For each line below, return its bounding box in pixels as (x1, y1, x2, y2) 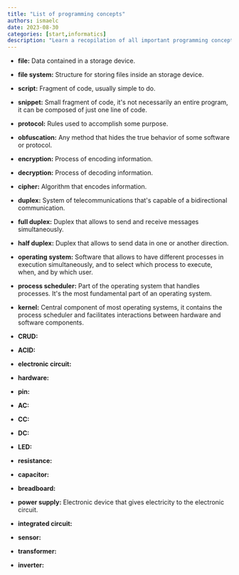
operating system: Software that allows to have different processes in (17, 253, 224, 261)
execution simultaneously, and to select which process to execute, (17, 260, 213, 269)
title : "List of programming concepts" (7, 10, 126, 18)
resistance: (17, 457, 53, 465)
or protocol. (17, 141, 53, 150)
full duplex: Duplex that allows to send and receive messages (17, 218, 199, 226)
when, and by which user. (17, 268, 94, 277)
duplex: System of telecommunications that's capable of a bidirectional (17, 196, 228, 205)
